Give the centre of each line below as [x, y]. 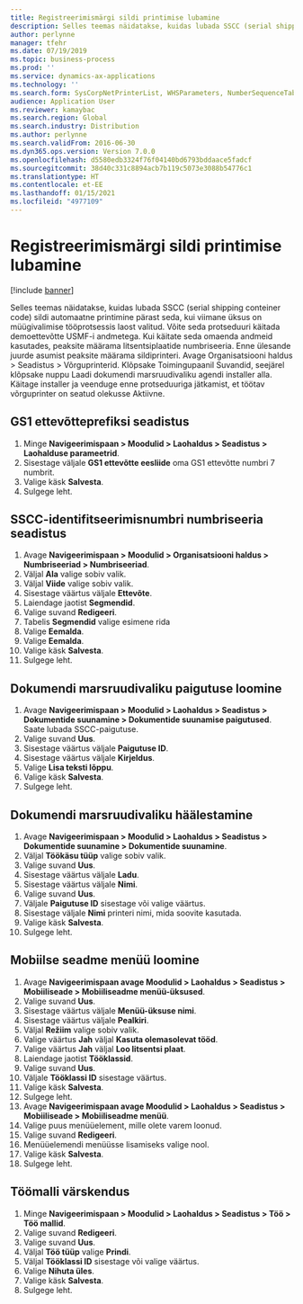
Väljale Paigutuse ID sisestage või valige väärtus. [114, 904]
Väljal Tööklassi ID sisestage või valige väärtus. [111, 1261]
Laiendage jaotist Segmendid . [79, 603]
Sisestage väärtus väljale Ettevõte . [87, 594]
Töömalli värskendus [70, 1192]
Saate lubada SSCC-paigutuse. [80, 729]
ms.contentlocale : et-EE [57, 185]
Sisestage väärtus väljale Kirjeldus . [89, 758]
